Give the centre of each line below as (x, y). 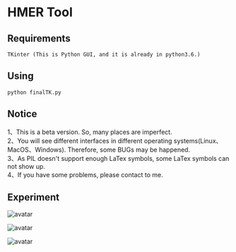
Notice (22, 114)
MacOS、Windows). (37, 150)
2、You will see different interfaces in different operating (90, 140)
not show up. (26, 166)
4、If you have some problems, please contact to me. (85, 174)
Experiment (34, 197)
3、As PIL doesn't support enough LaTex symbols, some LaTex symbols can (118, 158)
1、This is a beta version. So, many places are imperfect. (90, 132)
